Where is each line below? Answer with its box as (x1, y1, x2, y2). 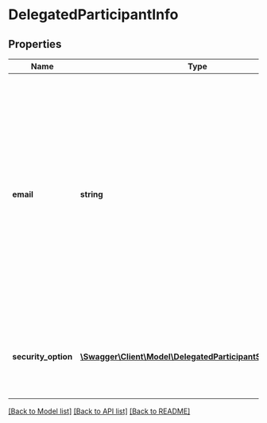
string (79, 189, 103, 200)
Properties (8, 37, 62, 51)
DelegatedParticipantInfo (8, 6, 179, 24)
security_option (12, 351, 73, 362)
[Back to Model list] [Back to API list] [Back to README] (8, 406, 191, 416)
